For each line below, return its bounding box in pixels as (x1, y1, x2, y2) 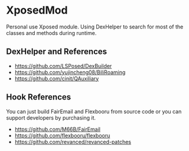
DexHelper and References (6, 47, 107, 57)
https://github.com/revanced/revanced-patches (14, 138, 132, 145)
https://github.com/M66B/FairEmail (14, 126, 100, 133)
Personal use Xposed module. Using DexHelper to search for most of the (6, 23, 184, 30)
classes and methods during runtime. (6, 29, 97, 36)
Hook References (6, 92, 71, 102)
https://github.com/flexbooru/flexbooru (14, 131, 110, 139)
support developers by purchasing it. (6, 114, 96, 121)
